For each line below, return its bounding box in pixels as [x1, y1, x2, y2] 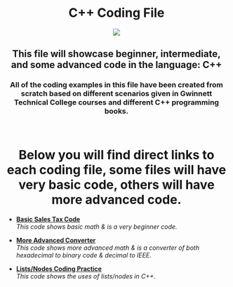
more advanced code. [51, 192, 182, 208]
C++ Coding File [68, 5, 165, 21]
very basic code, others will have [18, 177, 215, 192]
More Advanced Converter [15, 236, 96, 244]
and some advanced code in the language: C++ [11, 59, 222, 71]
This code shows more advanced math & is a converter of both [15, 243, 200, 252]
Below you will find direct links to [18, 147, 215, 163]
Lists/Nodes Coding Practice [15, 265, 102, 273]
